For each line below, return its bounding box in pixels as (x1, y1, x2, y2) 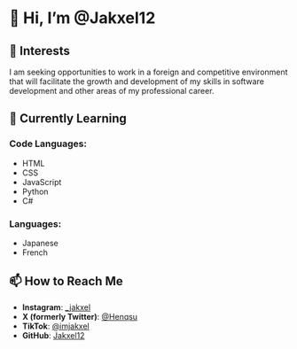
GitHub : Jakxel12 (21, 330, 85, 340)
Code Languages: (9, 137, 87, 150)
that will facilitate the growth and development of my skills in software (9, 76, 264, 87)
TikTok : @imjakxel (21, 321, 90, 331)
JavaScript (21, 176, 62, 187)
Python (21, 186, 49, 197)
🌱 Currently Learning (9, 111, 127, 127)
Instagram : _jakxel (21, 301, 91, 313)
